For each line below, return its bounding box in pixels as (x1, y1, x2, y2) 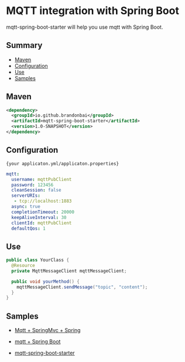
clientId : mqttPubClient (11, 220, 72, 226)
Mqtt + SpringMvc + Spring (14, 327, 81, 334)
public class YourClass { (6, 257, 69, 263)
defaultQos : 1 (11, 226, 46, 231)
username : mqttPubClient (11, 176, 72, 182)
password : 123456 (11, 182, 54, 188)
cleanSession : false (11, 187, 61, 193)
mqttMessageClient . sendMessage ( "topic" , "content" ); (16, 284, 148, 290)
